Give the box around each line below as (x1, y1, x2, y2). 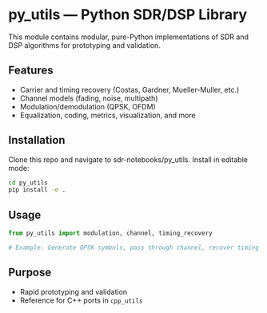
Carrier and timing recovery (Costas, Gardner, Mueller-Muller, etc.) (19, 85, 240, 94)
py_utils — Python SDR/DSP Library (8, 6, 248, 24)
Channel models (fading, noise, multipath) (19, 93, 158, 103)
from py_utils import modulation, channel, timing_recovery (8, 229, 213, 237)
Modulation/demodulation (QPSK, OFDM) (19, 101, 156, 111)
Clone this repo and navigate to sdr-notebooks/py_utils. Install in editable (8, 154, 248, 164)
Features (8, 64, 54, 77)
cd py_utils (8, 178, 48, 187)
